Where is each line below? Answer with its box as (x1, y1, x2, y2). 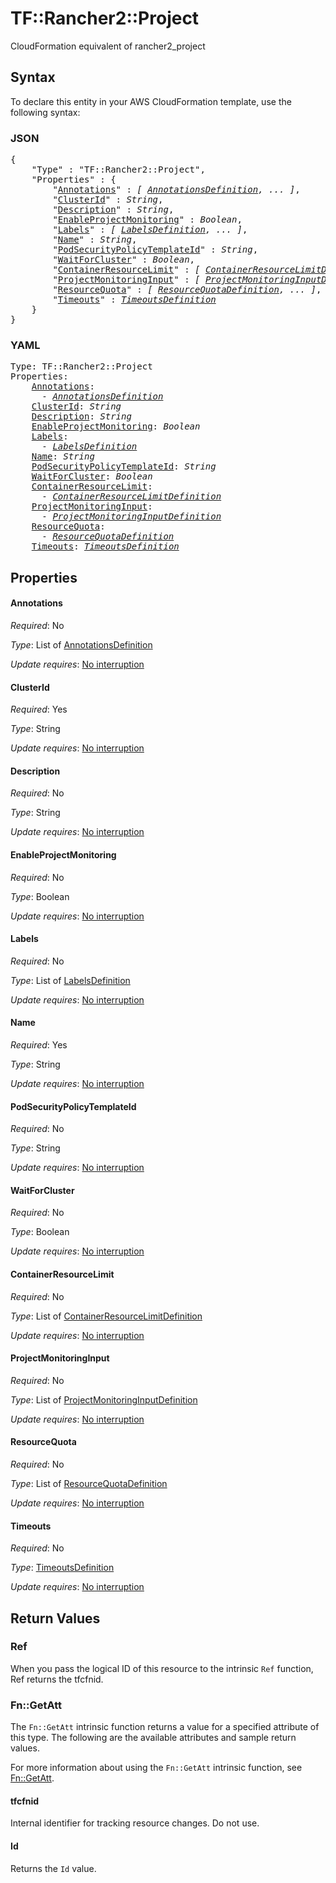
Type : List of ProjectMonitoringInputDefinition (10, 1393, 198, 1406)
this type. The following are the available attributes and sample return (10, 1732, 297, 1744)
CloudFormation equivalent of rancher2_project (10, 40, 206, 52)
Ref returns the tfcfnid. (10, 1673, 104, 1685)
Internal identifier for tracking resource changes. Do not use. (10, 1817, 260, 1829)
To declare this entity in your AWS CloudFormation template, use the (10, 95, 292, 107)
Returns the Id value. (10, 1862, 97, 1874)
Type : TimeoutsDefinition (10, 1562, 115, 1574)
